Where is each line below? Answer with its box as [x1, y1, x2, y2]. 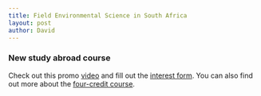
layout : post [8, 19, 52, 27]
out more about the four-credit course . [8, 79, 136, 88]
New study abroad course [8, 52, 111, 63]
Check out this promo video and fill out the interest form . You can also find [8, 71, 253, 80]
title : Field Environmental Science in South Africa [8, 11, 188, 20]
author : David [8, 26, 56, 34]
